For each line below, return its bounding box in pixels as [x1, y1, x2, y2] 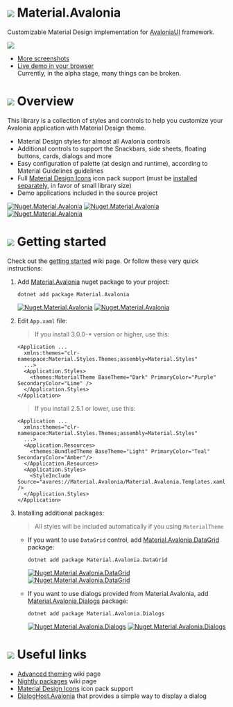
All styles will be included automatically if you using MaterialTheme [34, 522, 224, 530]
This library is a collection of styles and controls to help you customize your [7, 116, 223, 124]
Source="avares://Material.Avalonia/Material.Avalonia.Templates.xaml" [17, 478, 229, 485]
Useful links [17, 647, 87, 662]
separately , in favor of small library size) [17, 181, 132, 189]
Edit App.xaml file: [17, 316, 68, 325]
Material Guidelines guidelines [17, 167, 104, 175]
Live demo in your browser [17, 61, 94, 70]
